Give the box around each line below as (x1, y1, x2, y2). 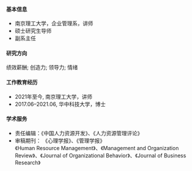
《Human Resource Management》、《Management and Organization (14, 144, 180, 151)
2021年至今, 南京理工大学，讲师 (14, 93, 93, 100)
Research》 (14, 158, 41, 166)
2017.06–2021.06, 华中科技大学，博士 (14, 100, 106, 107)
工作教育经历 (6, 79, 37, 86)
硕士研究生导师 (14, 27, 52, 35)
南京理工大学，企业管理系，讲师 (14, 20, 93, 27)
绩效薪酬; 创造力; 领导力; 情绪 (6, 64, 78, 71)
